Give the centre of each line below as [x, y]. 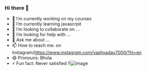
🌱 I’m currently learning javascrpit [46, 24]
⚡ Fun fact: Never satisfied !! [41, 64]
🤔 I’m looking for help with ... [41, 35]
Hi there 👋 [17, 8]
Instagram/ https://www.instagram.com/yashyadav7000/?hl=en [77, 53]
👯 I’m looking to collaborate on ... [46, 29]
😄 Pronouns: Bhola [32, 58]
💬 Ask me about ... [31, 40]
